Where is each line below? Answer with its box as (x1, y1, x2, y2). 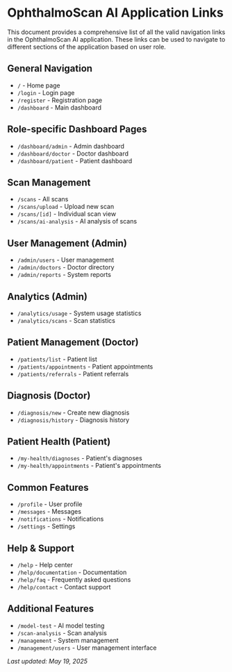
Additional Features (7, 603, 94, 615)
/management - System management (17, 636, 119, 644)
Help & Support (7, 542, 75, 554)
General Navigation (7, 62, 92, 74)
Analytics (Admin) (7, 290, 88, 303)
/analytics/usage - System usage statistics (17, 309, 142, 317)
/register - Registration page (17, 96, 103, 104)
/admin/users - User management (17, 255, 115, 264)
